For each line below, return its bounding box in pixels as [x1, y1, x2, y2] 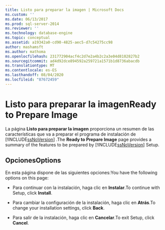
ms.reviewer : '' [5, 26, 39, 31]
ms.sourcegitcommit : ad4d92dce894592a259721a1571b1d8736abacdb [5, 58, 140, 63]
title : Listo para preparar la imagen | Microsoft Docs [5, 7, 124, 12]
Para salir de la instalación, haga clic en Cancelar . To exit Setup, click [12, 214, 154, 220]
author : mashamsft [5, 44, 43, 49]
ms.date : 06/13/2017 [5, 16, 48, 21]
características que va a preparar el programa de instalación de [5, 131, 136, 137]
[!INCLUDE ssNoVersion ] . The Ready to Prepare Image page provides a [5, 136, 151, 142]
